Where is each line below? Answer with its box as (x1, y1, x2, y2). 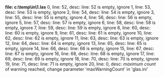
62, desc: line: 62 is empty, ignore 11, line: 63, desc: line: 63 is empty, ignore (5, 35, 159, 41)
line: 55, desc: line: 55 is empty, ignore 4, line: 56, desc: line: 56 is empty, (5, 15, 153, 20)
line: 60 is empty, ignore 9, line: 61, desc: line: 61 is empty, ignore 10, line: (5, 30, 153, 36)
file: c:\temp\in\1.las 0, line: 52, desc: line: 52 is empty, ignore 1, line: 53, (5, 4, 151, 10)
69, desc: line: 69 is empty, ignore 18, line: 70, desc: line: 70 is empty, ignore (5, 56, 159, 61)
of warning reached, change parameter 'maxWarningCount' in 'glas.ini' (5, 66, 148, 72)
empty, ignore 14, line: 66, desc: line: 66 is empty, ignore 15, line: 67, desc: (5, 46, 155, 51)
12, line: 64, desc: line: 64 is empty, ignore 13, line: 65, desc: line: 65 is (5, 40, 147, 46)
